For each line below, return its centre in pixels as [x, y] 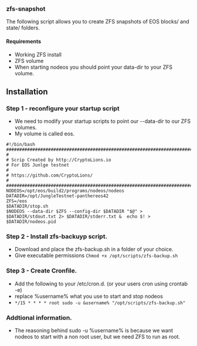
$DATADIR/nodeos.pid [31, 222]
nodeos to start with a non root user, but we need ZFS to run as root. [97, 337]
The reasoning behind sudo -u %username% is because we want [94, 331]
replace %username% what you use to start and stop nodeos [89, 296]
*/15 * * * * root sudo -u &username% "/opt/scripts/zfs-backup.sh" [100, 303]
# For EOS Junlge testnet [38, 165]
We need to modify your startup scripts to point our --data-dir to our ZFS [103, 121]
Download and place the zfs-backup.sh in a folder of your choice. [94, 249]
